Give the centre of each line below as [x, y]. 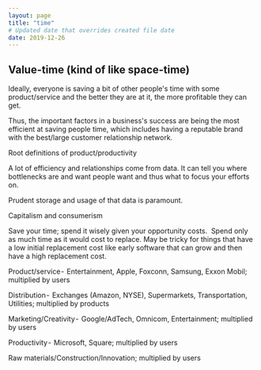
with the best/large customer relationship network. [91, 138]
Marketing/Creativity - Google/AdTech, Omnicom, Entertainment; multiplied [130, 319]
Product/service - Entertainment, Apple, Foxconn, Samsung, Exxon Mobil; [128, 272]
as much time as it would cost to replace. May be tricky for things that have [130, 240]
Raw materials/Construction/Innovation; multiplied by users [105, 358]
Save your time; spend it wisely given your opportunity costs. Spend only [128, 231]
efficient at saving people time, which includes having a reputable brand [126, 129]
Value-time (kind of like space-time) [99, 69]
